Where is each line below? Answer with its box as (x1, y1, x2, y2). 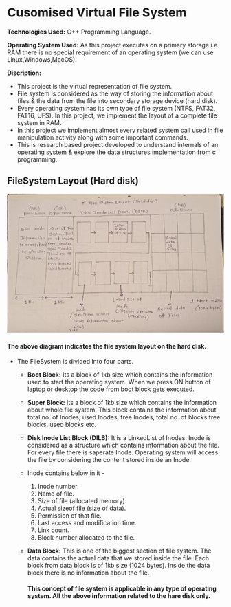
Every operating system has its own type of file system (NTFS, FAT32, (16, 104, 216, 112)
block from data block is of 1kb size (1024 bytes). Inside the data (27, 562, 210, 570)
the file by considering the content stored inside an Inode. (27, 456, 191, 464)
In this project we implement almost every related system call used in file (16, 126, 223, 134)
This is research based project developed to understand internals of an (16, 140, 219, 148)
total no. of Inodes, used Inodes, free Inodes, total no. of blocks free (27, 413, 221, 421)
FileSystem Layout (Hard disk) (7, 175, 139, 187)
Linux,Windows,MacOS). (7, 55, 77, 63)
